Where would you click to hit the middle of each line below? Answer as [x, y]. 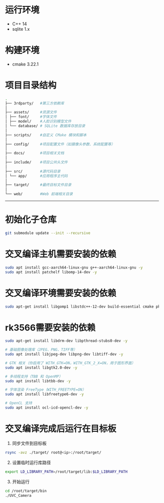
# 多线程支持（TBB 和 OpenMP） [34, 377]
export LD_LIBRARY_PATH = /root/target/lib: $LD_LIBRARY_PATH [66, 472]
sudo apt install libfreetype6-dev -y [44, 394]
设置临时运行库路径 [31, 462]
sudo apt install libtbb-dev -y [38, 381]
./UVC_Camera [18, 495]
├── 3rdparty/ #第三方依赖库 [35, 103]
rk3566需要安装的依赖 [50, 327]
